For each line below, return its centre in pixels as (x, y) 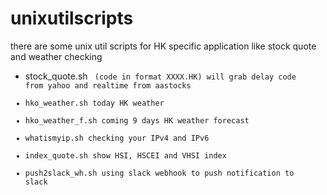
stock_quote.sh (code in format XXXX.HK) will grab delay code (160, 76)
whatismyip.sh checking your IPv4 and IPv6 (117, 138)
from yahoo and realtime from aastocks (108, 85)
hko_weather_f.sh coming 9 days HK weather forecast (137, 120)
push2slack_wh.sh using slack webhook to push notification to (159, 173)
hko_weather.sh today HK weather (94, 103)
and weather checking (56, 56)
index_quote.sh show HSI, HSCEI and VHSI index (125, 155)
